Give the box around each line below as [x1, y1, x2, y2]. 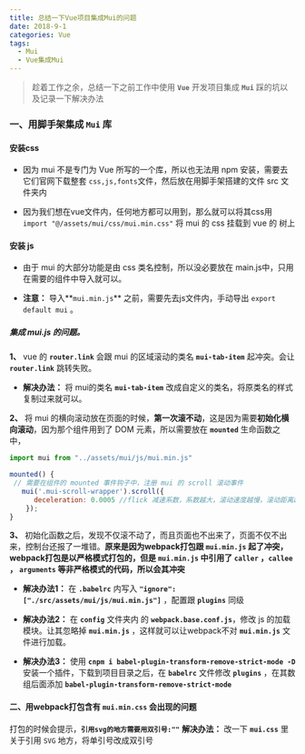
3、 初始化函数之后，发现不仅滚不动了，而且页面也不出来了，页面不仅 [9, 529, 271, 541]
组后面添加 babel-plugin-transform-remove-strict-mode [22, 679, 232, 689]
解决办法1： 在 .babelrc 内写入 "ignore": [22, 583, 177, 594]
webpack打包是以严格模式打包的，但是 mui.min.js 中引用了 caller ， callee [9, 552, 293, 564]
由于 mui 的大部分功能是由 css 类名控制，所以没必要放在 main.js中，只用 [22, 262, 294, 273]
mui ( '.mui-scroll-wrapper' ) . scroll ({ [21, 487, 165, 496]
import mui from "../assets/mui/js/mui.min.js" [9, 454, 193, 463]
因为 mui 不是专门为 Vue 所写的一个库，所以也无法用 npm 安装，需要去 [22, 165, 289, 176]
